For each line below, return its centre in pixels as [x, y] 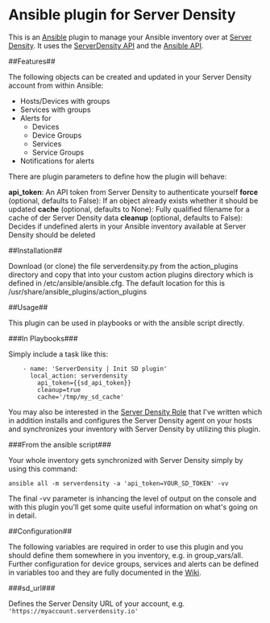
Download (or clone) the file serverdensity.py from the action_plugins [123, 266]
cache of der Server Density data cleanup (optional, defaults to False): [126, 217]
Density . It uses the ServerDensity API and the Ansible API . [106, 45]
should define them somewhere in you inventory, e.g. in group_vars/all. [126, 555]
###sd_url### [32, 588]
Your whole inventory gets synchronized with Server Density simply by [126, 460]
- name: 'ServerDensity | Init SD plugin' [95, 369]
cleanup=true [59, 390]
